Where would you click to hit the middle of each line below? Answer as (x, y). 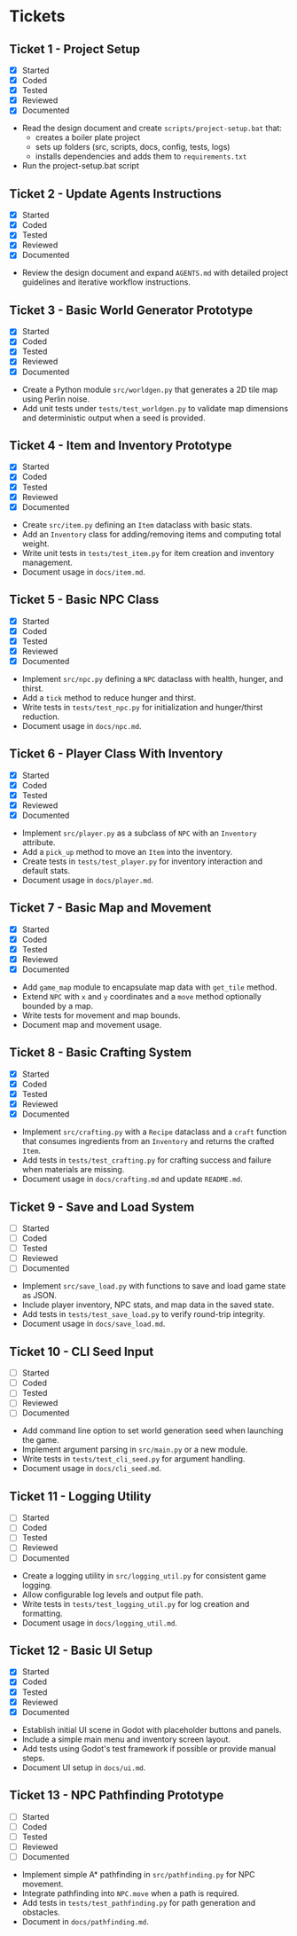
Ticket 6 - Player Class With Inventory (116, 754)
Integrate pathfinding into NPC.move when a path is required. (130, 1893)
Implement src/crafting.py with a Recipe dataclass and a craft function (154, 1132)
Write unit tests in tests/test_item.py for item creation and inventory (148, 553)
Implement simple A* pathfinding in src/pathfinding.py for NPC (138, 1874)
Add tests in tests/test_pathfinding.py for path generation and (139, 1902)
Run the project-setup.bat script (80, 166)
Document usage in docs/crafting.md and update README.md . (133, 1179)
